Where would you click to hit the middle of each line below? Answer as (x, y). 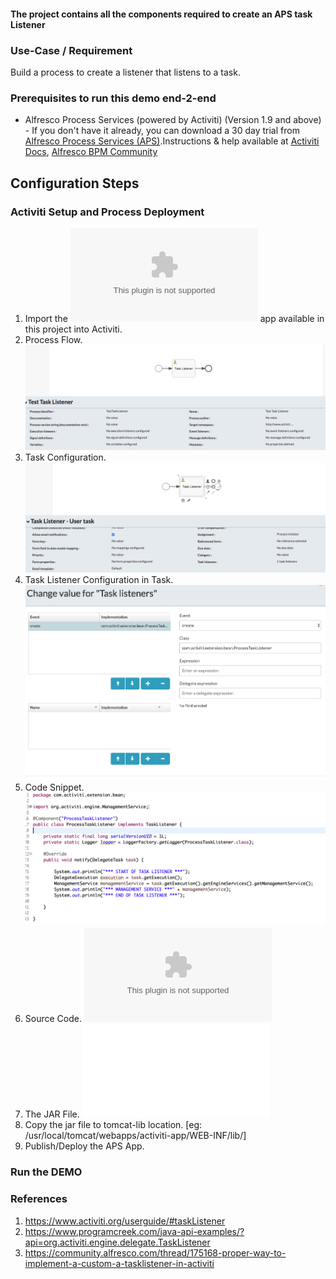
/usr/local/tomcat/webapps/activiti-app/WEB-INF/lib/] (135, 1136)
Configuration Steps (75, 183)
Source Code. (53, 1019)
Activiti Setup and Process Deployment (107, 212)
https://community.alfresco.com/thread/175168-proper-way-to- (155, 1252)
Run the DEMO (46, 1172)
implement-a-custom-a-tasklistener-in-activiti (119, 1263)
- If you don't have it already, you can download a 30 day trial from (162, 131)
